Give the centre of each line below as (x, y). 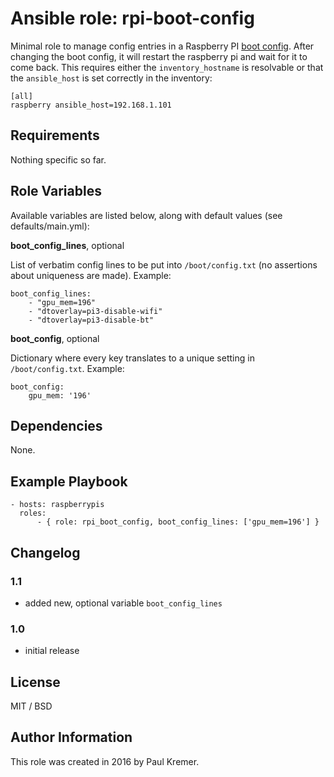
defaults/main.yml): (50, 226)
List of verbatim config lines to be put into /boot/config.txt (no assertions (164, 264)
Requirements (55, 135)
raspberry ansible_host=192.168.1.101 (91, 105)
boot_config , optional (55, 338)
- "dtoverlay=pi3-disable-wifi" (95, 311)
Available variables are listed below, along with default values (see (146, 215)
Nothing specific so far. (58, 159)
